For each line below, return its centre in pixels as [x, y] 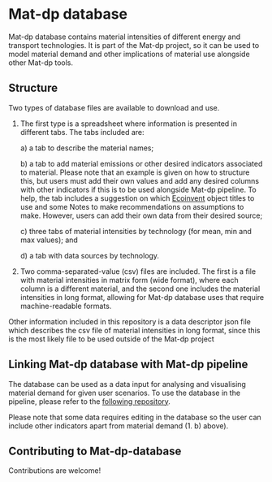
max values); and [49, 240]
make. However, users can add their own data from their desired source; [141, 215]
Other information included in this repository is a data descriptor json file [130, 321]
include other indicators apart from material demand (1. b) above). [119, 426]
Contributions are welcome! [55, 471]
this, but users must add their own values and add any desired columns [140, 180]
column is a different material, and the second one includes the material [140, 289]
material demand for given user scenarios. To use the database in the [125, 393]
